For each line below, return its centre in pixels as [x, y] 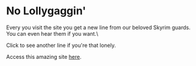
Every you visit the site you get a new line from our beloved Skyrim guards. [99, 27]
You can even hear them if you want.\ [52, 33]
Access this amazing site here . [44, 56]
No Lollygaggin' [46, 11]
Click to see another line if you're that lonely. [61, 45]
